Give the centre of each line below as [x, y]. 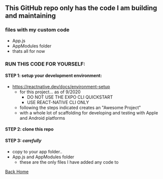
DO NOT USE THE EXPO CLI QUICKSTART [70, 97]
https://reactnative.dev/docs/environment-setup [61, 86]
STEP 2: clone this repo [30, 129]
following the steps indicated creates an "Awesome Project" [80, 107]
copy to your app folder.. [37, 151]
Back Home [17, 172]
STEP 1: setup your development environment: [54, 75]
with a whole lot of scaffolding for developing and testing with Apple [89, 112]
